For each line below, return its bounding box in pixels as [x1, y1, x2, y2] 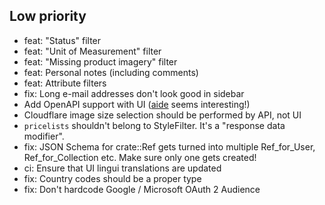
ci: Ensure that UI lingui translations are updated [23, 162, 222, 174]
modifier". [23, 130, 65, 142]
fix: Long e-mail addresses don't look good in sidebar [23, 87, 245, 99]
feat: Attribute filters [23, 77, 107, 89]
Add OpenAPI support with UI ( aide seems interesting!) [23, 98, 251, 110]
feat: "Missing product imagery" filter [23, 55, 178, 68]
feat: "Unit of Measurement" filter [23, 45, 162, 57]
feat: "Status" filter [23, 34, 102, 46]
